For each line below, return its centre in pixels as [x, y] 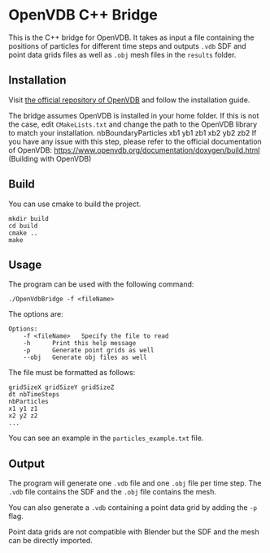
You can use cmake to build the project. [75, 204]
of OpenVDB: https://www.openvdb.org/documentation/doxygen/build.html [134, 150]
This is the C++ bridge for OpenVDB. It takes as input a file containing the [131, 37]
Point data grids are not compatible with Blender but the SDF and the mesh [134, 532]
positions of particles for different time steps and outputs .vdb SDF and [127, 45]
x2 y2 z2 [23, 416]
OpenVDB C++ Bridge [83, 15]
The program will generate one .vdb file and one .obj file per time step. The [135, 483]
